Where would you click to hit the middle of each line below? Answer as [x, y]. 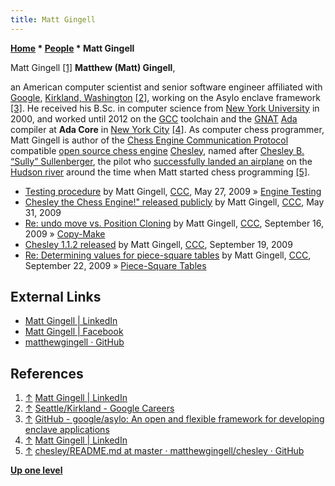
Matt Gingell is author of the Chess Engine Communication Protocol [149, 140]
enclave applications [67, 430]
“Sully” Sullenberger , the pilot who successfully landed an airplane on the [161, 161]
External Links [56, 297]
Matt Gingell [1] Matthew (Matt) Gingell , [93, 67]
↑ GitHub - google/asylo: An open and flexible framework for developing [174, 419]
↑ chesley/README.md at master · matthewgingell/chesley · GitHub [164, 451]
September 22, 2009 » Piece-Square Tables [115, 265]
